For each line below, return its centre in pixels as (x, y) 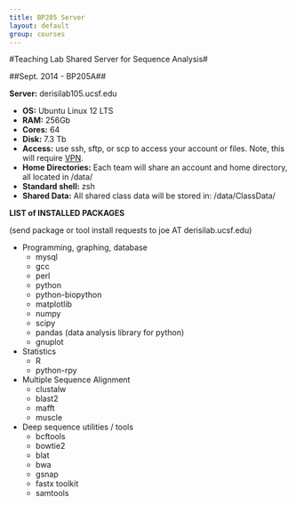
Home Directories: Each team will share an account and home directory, (155, 168)
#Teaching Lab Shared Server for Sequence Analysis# (109, 60)
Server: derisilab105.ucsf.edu (63, 93)
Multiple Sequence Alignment (76, 380)
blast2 (47, 399)
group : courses (37, 34)
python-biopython (68, 295)
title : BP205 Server (48, 17)
